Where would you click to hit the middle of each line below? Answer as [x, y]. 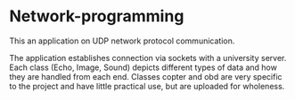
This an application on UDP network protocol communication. [122, 41]
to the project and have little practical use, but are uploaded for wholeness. [147, 86]
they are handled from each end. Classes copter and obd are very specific [146, 76]
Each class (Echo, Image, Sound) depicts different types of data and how [143, 67]
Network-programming [97, 16]
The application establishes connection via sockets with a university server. [148, 58]
